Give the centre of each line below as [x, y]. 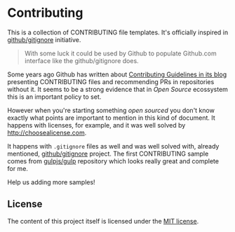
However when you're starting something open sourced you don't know [111, 110]
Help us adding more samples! [52, 182]
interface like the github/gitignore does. [81, 60]
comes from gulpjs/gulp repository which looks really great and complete [113, 161]
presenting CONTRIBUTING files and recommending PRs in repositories [111, 81]
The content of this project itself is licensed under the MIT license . [103, 221]
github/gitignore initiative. [44, 39]
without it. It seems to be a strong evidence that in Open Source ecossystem [117, 89]
